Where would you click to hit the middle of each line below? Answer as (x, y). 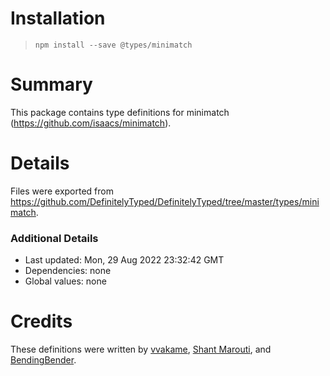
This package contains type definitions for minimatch (120, 112)
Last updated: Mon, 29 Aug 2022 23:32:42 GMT (124, 260)
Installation (58, 18)
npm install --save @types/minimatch (113, 45)
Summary (51, 84)
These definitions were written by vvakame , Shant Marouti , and (141, 349)
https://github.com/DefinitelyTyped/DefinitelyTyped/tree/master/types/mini (165, 201)
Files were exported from (62, 191)
